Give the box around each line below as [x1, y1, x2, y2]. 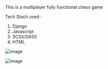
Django [12, 23, 27, 29]
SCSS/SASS [12, 34, 37, 39]
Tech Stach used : [5, 14, 42, 19]
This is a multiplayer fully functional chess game [5, 4, 103, 10]
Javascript [12, 29, 34, 34]
